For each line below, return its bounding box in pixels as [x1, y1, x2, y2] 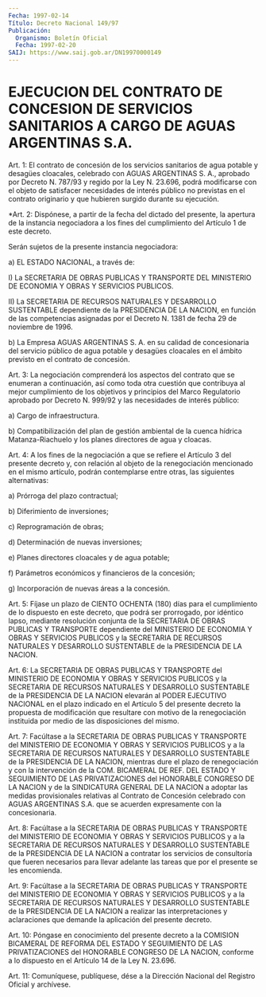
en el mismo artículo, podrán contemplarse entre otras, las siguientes [8, 467, 235, 477]
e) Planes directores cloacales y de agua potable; [8, 552, 171, 562]
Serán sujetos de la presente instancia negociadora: [8, 241, 179, 251]
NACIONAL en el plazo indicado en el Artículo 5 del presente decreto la [8, 699, 241, 708]
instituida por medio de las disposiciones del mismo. [8, 716, 180, 725]
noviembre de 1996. [8, 322, 73, 332]
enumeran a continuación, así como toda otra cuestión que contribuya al [8, 378, 246, 387]
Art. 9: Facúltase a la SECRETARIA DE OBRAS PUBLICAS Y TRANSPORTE [8, 881, 248, 890]
